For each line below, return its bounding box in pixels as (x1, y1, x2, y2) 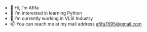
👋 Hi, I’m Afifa (10, 5, 39, 10)
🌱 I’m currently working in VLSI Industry (10, 15, 93, 21)
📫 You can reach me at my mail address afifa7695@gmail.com (10, 21, 142, 27)
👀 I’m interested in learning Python (10, 10, 82, 16)
